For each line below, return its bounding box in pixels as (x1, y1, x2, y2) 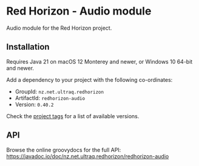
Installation (6, 42, 50, 52)
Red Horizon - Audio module (6, 4, 152, 18)
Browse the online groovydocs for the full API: (6, 146, 121, 153)
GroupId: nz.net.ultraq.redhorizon (15, 88, 104, 95)
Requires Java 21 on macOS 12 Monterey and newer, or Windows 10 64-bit (6, 58, 193, 65)
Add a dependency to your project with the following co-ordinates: (6, 76, 173, 83)
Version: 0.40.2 (15, 101, 54, 108)
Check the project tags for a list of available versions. (6, 112, 140, 119)
